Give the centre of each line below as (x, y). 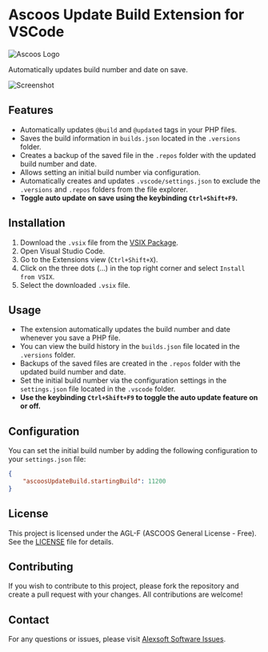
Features (31, 110)
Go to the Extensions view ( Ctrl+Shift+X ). (89, 259)
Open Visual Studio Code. (62, 251)
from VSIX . (37, 276)
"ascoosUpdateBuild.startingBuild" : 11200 (94, 482)
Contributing (41, 567)
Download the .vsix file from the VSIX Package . (99, 242)
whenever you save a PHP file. (70, 338)
